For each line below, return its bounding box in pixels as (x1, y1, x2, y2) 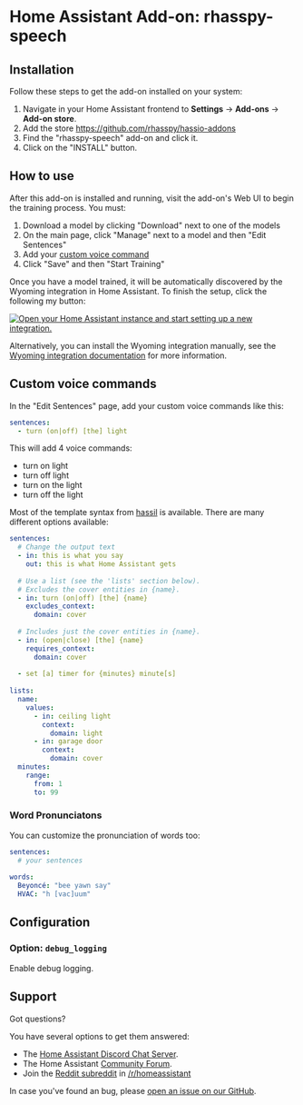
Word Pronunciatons (9, 809, 103, 821)
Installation (9, 62, 74, 77)
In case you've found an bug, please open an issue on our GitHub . (9, 1085, 257, 1096)
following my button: (9, 295, 86, 306)
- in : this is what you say (17, 552, 124, 561)
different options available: (9, 516, 109, 528)
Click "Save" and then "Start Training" (22, 258, 165, 269)
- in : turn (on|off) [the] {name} (17, 593, 148, 602)
